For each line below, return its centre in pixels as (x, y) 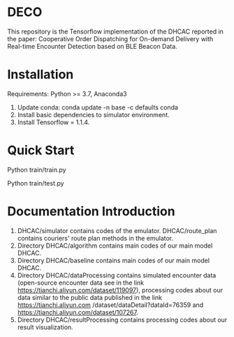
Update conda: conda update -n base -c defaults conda (98, 107)
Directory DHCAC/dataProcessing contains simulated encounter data (117, 275)
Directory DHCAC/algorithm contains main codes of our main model (115, 246)
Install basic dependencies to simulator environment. (93, 114)
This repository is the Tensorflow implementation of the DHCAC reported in (115, 31)
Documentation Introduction (92, 211)
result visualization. (45, 327)
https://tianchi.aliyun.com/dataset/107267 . (78, 312)
